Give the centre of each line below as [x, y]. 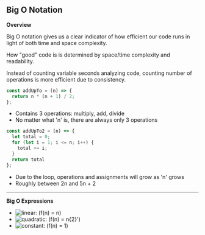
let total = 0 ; [31, 137]
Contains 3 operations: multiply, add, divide [70, 114]
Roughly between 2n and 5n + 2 [56, 183]
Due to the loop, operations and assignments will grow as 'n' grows [100, 177]
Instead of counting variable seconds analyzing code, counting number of [99, 73]
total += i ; [32, 149]
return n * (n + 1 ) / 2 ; [43, 96]
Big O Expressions [30, 201]
